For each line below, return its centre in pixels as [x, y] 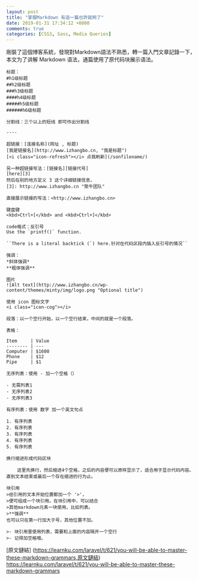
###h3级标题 [20, 91]
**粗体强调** [21, 268]
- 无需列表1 [19, 385]
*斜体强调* [18, 262]
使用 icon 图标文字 [28, 302]
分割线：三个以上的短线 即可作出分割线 [48, 122]
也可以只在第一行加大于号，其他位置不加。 [51, 520]
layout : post [22, 12]
